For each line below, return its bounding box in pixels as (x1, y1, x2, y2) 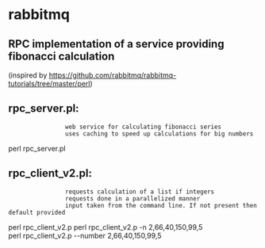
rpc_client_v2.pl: (8, 166, 93, 180)
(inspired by (8, 71, 48, 80)
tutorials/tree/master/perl (8, 79, 90, 88)
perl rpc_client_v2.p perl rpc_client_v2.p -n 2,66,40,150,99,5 (8, 222, 203, 231)
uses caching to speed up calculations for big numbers (64, 129, 254, 138)
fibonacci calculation (8, 49, 115, 63)
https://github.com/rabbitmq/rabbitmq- (48, 71, 177, 80)
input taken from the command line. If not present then (64, 201, 258, 209)
